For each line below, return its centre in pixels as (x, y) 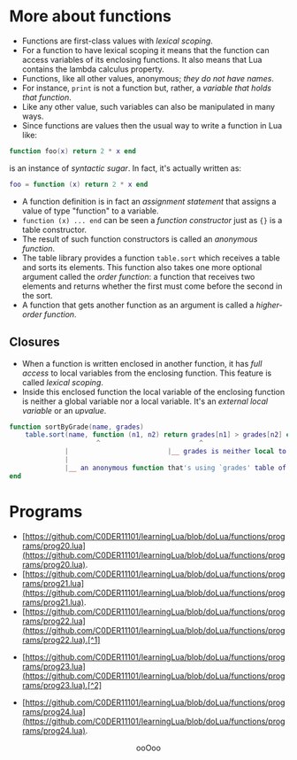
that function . (47, 97)
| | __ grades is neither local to (176, 452)
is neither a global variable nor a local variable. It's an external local (145, 401)
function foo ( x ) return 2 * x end (73, 151)
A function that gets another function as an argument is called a (138, 305)
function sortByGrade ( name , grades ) (76, 427)
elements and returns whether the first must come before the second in (152, 286)
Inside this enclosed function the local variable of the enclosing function (153, 392)
